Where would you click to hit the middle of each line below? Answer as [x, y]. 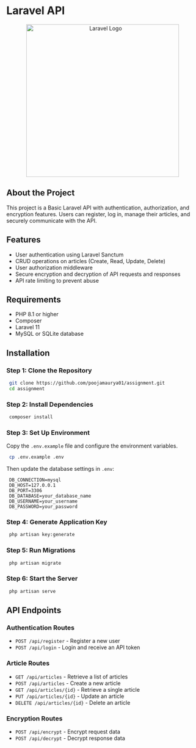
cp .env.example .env [36, 457]
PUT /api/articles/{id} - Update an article [70, 696]
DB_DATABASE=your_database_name [50, 496]
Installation [28, 353]
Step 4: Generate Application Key [57, 522]
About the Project [41, 193]
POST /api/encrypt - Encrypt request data [68, 732]
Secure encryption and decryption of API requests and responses [98, 274]
